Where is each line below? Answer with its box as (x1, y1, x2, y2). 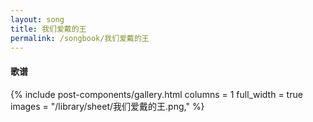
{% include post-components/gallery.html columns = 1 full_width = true (10, 88, 303, 100)
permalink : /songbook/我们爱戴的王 (10, 33, 150, 43)
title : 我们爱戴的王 (10, 24, 87, 34)
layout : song (10, 14, 65, 25)
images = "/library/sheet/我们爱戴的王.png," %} (10, 100, 205, 112)
